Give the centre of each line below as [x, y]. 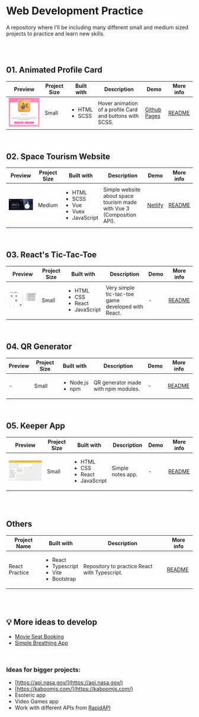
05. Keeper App [36, 426]
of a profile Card [118, 110]
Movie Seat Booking [39, 636]
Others [19, 524]
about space [118, 196]
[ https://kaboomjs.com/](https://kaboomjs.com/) [74, 689]
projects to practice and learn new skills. [56, 33]
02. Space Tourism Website [58, 157]
